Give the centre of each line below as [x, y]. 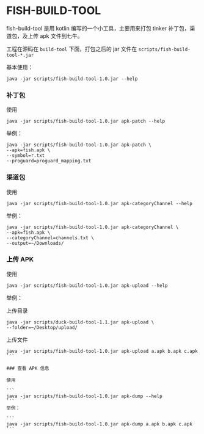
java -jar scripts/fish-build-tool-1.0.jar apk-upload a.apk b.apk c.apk [102, 351]
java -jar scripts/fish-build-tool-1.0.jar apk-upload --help [87, 285]
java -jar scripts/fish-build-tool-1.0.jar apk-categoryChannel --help [99, 203]
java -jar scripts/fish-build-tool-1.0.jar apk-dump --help [85, 396]
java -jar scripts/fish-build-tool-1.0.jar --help [72, 79]
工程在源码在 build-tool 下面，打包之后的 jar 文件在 [72, 49]
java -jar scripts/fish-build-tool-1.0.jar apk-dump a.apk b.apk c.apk [99, 424]
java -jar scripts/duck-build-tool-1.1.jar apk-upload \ [80, 322]
